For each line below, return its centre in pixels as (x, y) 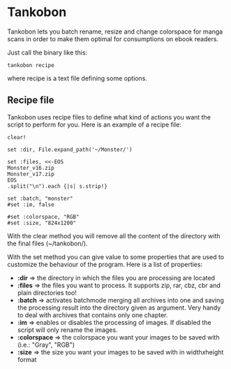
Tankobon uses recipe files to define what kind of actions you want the (109, 117)
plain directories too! (47, 292)
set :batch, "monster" (40, 198)
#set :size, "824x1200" (42, 223)
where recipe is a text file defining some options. (77, 78)
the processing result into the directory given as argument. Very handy (119, 307)
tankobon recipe (31, 65)
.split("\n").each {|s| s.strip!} (58, 186)
